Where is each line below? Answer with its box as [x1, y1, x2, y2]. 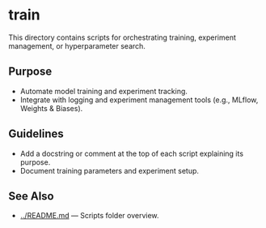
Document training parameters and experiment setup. [19, 166, 200, 175]
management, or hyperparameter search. [8, 41, 146, 50]
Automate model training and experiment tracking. [19, 86, 188, 96]
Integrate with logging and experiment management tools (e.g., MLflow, [19, 95, 259, 105]
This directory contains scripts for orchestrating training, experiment [8, 32, 237, 42]
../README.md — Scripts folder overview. [19, 211, 159, 221]
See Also [8, 189, 54, 203]
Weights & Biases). [19, 103, 83, 113]
